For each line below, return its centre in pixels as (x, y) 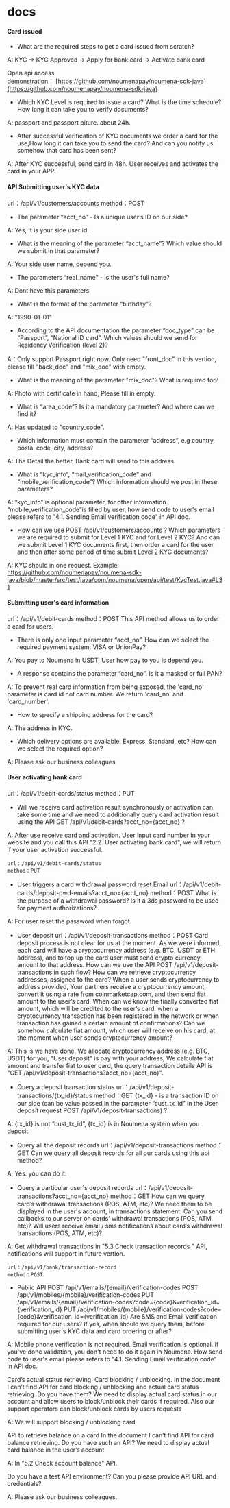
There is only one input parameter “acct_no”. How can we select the (113, 640)
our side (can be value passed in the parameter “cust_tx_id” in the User (117, 1103)
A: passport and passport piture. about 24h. (69, 123)
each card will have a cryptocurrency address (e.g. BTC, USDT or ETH (116, 950)
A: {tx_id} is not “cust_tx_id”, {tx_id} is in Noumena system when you (103, 1124)
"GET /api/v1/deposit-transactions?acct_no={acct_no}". (85, 1073)
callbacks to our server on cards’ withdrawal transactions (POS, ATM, (115, 1218)
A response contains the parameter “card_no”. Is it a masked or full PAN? (119, 673)
